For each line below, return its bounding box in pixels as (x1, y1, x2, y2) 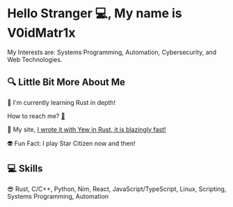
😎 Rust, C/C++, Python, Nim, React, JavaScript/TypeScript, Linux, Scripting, (7, 185, 227, 193)
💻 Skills (7, 163, 43, 174)
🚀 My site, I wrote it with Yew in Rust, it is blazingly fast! (7, 125, 166, 133)
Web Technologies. (7, 55, 63, 63)
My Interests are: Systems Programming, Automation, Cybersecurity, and (7, 48, 217, 56)
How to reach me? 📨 (7, 112, 65, 120)
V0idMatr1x (7, 25, 76, 41)
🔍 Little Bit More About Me (7, 76, 125, 88)
